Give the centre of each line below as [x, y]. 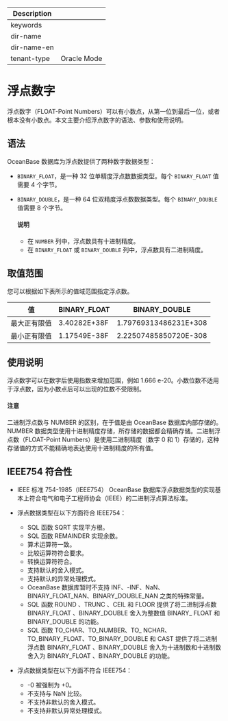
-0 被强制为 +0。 [51, 685]
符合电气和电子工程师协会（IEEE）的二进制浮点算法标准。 [110, 498]
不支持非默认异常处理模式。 [66, 710]
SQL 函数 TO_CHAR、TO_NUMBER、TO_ [84, 630]
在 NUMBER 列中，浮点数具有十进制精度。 [83, 241]
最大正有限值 [31, 323]
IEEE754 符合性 [40, 472]
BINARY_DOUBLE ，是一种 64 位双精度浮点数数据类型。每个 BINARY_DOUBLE [117, 199]
